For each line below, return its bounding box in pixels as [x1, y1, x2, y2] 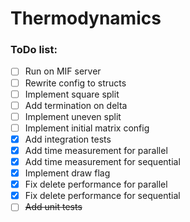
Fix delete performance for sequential [24, 190, 181, 202]
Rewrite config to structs [24, 77, 127, 89]
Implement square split [24, 88, 120, 100]
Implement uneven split [24, 110, 122, 122]
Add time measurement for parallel [24, 144, 168, 156]
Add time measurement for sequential [24, 155, 181, 167]
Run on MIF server [24, 65, 102, 77]
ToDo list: [10, 43, 58, 57]
